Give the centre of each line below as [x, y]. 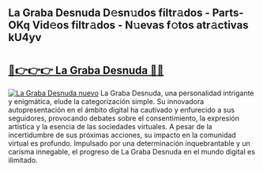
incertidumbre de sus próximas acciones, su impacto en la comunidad [122, 135]
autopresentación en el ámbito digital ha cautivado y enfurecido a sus [122, 110]
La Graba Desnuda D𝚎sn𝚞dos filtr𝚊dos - [109, 13]
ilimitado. [23, 160]
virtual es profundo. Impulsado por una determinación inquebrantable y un [130, 143]
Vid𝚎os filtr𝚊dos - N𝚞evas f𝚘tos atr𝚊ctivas [140, 26]
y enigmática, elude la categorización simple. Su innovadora [106, 101]
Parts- [228, 13]
